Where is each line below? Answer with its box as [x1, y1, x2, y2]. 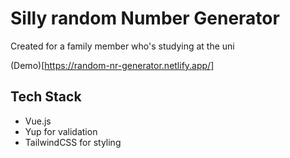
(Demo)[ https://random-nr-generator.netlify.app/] [10, 59, 215, 71]
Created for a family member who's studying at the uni [10, 40, 235, 52]
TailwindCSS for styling [24, 136, 122, 148]
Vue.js [24, 115, 52, 127]
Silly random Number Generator [10, 7, 280, 30]
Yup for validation [24, 125, 98, 137]
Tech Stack [10, 88, 82, 106]
